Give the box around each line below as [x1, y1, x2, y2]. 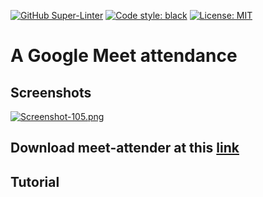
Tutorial [10, 173, 60, 190]
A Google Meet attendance [10, 45, 238, 67]
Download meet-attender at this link [10, 140, 240, 157]
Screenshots [10, 84, 92, 101]
